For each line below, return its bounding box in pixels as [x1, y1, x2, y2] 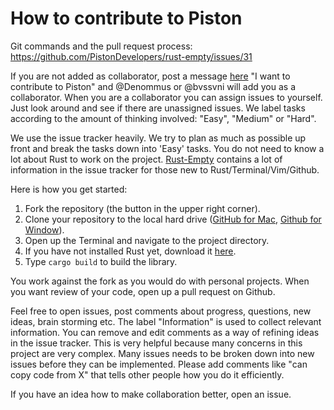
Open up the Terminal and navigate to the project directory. [24, 234, 270, 246]
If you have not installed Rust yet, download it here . [24, 245, 237, 257]
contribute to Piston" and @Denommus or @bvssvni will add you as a [10, 80, 297, 92]
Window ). [24, 223, 65, 236]
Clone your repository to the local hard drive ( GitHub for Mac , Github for [24, 213, 322, 225]
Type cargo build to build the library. [24, 255, 178, 267]
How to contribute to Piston [10, 7, 243, 30]
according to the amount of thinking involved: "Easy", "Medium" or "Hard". [10, 112, 317, 124]
